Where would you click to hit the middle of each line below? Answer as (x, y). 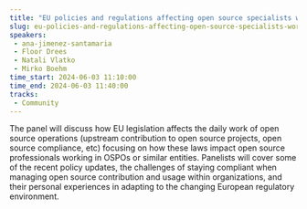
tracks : (24, 94)
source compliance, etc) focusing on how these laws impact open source (148, 148)
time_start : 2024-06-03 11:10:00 (73, 78)
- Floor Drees (40, 52)
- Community (36, 103)
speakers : (28, 35)
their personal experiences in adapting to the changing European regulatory (152, 187)
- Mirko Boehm (40, 69)
